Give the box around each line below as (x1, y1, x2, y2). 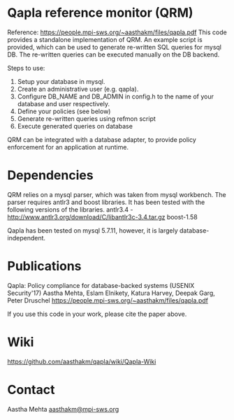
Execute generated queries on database (17, 122, 133, 130)
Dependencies (7, 168, 94, 183)
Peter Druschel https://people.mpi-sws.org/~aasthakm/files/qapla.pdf (7, 296, 208, 305)
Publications (7, 259, 82, 274)
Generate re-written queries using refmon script (17, 114, 156, 123)
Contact (7, 382, 55, 398)
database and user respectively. (17, 99, 110, 108)
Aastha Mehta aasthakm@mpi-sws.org (7, 405, 119, 413)
